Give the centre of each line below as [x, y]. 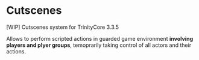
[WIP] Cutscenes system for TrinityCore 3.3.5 [63, 27]
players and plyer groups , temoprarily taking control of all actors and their [99, 45]
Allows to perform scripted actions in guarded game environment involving [100, 38]
